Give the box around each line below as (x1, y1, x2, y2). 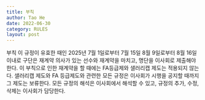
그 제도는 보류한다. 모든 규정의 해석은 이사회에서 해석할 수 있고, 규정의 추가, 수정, (6, 80, 199, 87)
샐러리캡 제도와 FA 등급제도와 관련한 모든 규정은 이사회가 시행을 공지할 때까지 (14, 72, 199, 79)
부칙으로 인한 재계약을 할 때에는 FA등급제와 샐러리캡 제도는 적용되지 (25, 65, 188, 72)
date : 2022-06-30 (6, 20, 51, 26)
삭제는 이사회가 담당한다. (6, 87, 66, 95)
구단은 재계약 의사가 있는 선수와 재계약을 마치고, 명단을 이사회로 (22, 57, 175, 64)
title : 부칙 (6, 9, 35, 15)
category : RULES (6, 26, 48, 32)
